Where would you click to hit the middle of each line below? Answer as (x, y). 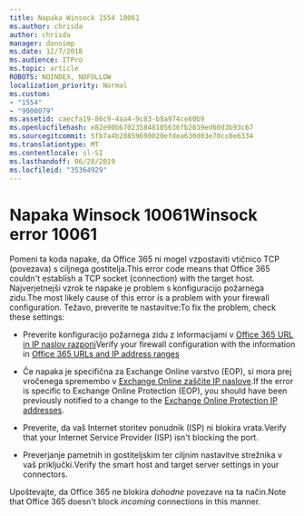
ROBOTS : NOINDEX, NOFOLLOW (60, 77)
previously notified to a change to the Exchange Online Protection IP (150, 401)
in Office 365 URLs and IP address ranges (101, 354)
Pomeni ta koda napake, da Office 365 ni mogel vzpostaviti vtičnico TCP (144, 259)
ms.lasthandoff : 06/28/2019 (63, 161)
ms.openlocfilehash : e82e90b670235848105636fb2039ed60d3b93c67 (132, 128)
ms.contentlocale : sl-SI (56, 153)
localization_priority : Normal (69, 85)
